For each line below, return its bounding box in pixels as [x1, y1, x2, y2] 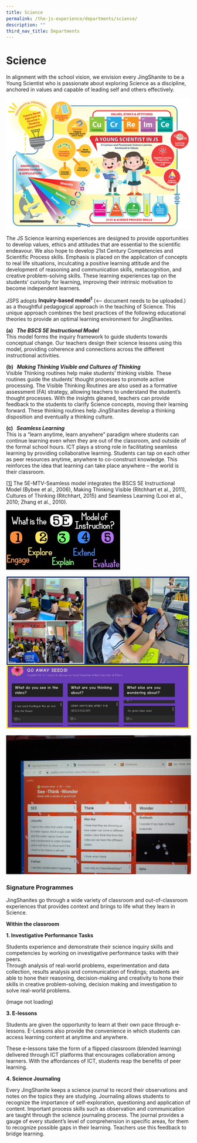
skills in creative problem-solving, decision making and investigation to [6, 981, 177, 988]
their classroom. [6, 468, 45, 475]
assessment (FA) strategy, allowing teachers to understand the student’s [6, 388, 181, 395]
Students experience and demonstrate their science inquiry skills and [6, 943, 174, 950]
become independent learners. [6, 284, 81, 291]
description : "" [6, 22, 46, 28]
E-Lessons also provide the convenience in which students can [27, 1027, 181, 1034]
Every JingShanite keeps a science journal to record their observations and [6, 1087, 188, 1094]
